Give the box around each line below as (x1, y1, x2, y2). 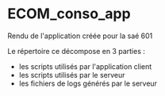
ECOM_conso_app (7, 5, 132, 23)
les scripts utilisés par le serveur (18, 70, 125, 79)
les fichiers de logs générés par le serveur (18, 79, 158, 88)
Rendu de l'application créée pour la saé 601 (7, 31, 153, 40)
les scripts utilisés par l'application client (18, 61, 152, 71)
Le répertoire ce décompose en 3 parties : (7, 46, 146, 56)
